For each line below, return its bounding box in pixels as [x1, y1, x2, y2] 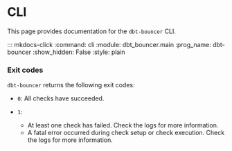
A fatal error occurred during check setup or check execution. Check [27, 129, 225, 137]
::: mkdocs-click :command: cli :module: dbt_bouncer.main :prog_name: [7, 40, 211, 48]
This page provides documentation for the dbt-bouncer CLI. [7, 27, 177, 35]
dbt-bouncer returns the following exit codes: [7, 81, 135, 89]
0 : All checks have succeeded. [17, 94, 105, 103]
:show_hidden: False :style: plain [32, 48, 126, 56]
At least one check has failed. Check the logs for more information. [27, 121, 219, 130]
